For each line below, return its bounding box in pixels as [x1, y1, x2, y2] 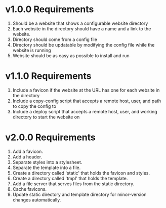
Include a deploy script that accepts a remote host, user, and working [12, 108, 158, 114]
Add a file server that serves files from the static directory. [12, 181, 135, 187]
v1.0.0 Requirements [5, 4, 94, 15]
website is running [12, 47, 52, 53]
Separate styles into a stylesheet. [12, 159, 82, 165]
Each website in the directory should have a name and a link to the [12, 25, 151, 31]
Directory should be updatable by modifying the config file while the [12, 41, 155, 48]
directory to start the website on [12, 114, 80, 120]
